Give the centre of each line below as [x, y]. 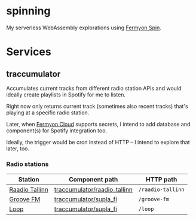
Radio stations [27, 164]
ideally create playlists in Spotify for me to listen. [66, 95]
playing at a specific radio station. [48, 113]
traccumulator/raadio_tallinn [94, 190]
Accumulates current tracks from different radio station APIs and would [94, 88]
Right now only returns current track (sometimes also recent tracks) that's [97, 106]
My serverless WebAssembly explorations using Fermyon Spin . [84, 28]
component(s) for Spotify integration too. [57, 131]
